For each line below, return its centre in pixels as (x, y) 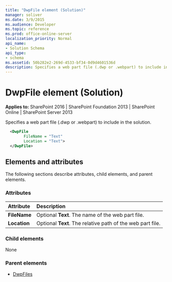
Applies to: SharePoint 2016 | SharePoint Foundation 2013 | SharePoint (80, 107)
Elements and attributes (44, 162)
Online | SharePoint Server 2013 (39, 112)
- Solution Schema (25, 48)
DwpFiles (23, 274)
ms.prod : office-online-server (39, 34)
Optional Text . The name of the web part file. (90, 215)
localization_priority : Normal (39, 39)
